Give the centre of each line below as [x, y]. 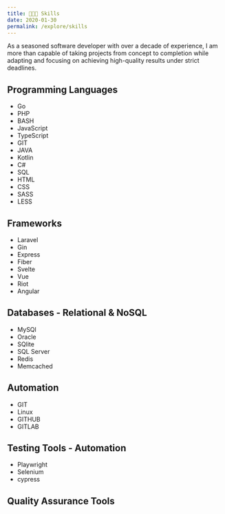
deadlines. [22, 68]
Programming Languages [63, 89]
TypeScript [33, 136]
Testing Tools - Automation [67, 448]
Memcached [35, 366]
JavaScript [32, 128]
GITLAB [28, 426]
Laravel [28, 240]
